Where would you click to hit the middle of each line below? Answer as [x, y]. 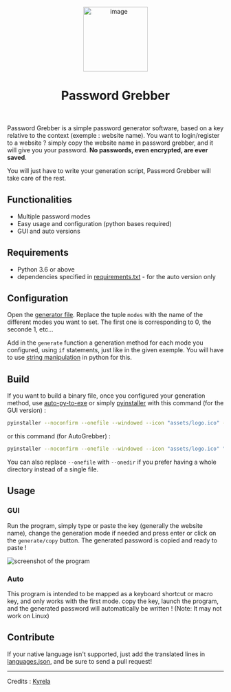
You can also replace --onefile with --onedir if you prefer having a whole [112, 462]
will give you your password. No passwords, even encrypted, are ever [108, 150]
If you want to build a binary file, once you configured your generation [106, 396]
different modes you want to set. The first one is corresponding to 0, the [109, 322]
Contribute [31, 637]
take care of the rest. [37, 178]
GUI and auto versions [48, 231]
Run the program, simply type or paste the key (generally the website [105, 525]
